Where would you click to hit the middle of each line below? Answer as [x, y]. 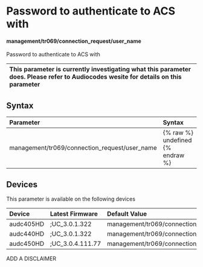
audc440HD [27, 234]
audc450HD [27, 244]
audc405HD [27, 224]
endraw [174, 155]
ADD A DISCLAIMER [31, 259]
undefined [177, 140]
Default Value [127, 214]
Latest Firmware [74, 214]
